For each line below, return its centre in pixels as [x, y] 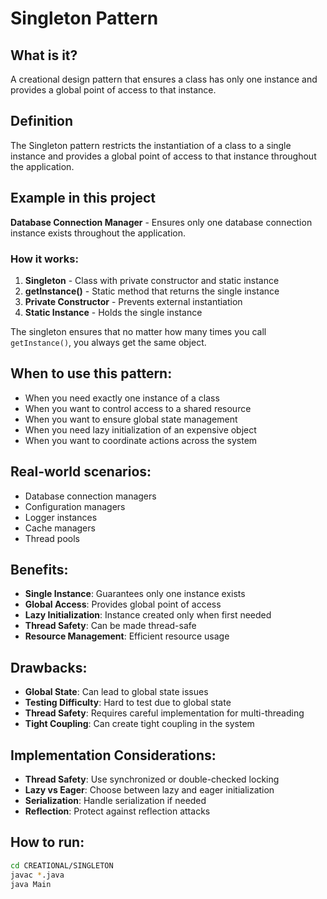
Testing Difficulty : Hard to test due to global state [128, 703]
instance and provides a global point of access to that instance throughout [163, 156]
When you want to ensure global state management [131, 419]
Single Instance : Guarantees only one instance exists [135, 594]
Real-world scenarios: [81, 472]
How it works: [44, 259]
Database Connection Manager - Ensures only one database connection [161, 222]
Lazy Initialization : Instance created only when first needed [148, 615]
